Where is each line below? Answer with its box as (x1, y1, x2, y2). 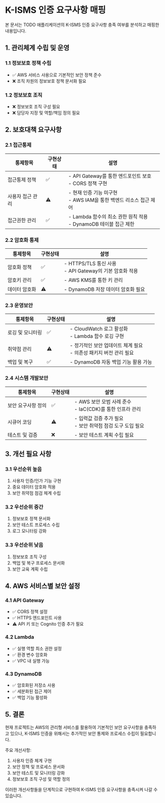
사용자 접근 (7, 193, 32, 200)
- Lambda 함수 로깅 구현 (69, 333, 124, 340)
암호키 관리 (7, 276, 32, 283)
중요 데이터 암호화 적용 (12, 484, 56, 490)
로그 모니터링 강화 (12, 528, 47, 534)
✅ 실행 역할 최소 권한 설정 (12, 645, 62, 651)
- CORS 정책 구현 (68, 180, 108, 187)
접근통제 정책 (7, 176, 36, 183)
